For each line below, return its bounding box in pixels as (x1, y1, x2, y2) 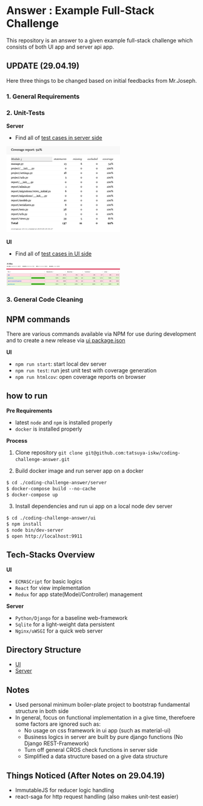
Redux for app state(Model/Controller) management (15, 591, 143, 598)
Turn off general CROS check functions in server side (24, 746, 158, 754)
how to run (6, 391, 48, 401)
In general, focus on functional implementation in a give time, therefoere (15, 714, 196, 721)
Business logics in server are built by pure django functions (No (24, 734, 183, 741)
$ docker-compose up (6, 492, 59, 498)
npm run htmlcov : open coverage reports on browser (15, 373, 147, 380)
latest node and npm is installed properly (15, 419, 113, 426)
